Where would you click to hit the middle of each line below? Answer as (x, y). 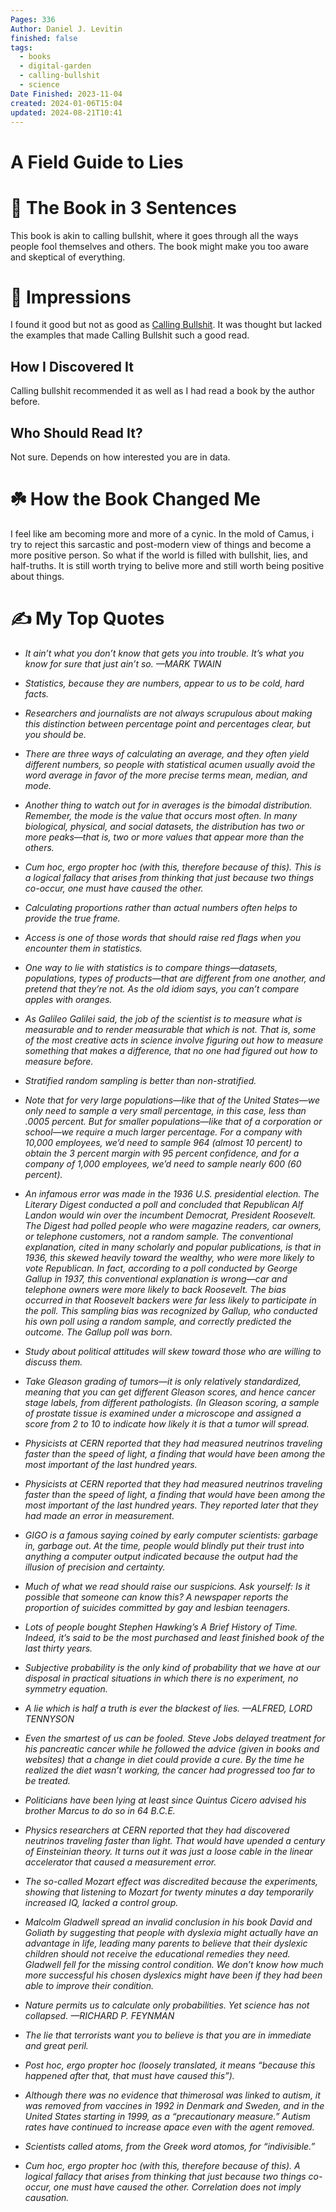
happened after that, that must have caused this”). (129, 2075)
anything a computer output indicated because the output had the (161, 1556)
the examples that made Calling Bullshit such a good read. (130, 335)
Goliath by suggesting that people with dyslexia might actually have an (171, 1932)
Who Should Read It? (76, 432)
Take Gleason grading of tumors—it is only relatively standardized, (163, 1381)
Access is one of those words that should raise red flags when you (163, 937)
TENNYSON (49, 1718)
